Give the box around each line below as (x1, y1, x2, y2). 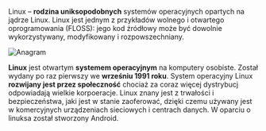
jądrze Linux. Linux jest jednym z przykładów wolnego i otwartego (8, 15, 225, 25)
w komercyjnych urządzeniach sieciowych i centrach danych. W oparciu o (8, 105, 252, 114)
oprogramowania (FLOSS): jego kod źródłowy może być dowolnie (8, 24, 222, 33)
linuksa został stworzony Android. (8, 114, 119, 122)
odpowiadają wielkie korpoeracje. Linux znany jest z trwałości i (8, 88, 214, 98)
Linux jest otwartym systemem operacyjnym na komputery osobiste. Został (8, 63, 258, 72)
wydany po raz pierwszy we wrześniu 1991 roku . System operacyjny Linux (8, 71, 253, 80)
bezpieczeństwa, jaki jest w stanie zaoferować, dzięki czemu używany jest (8, 97, 253, 106)
